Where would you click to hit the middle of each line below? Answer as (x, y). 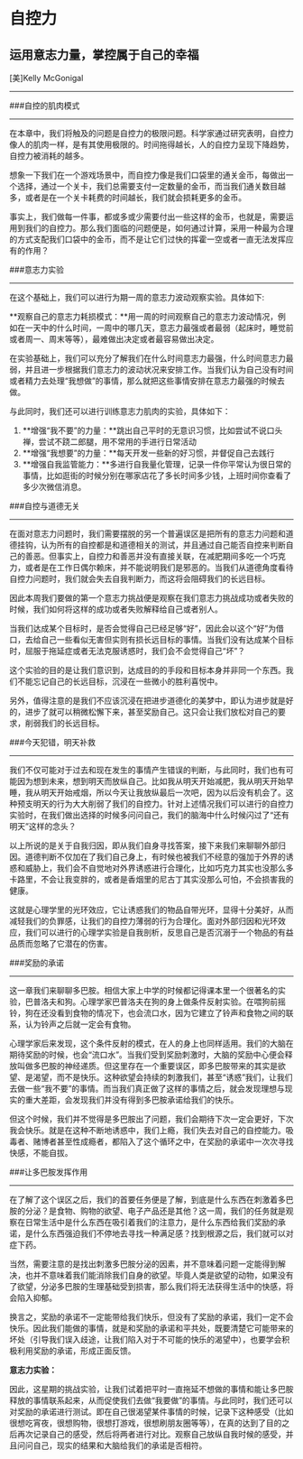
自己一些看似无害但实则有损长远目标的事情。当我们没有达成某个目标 (167, 640)
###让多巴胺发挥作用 (49, 1172)
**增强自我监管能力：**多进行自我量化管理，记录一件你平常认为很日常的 (156, 464)
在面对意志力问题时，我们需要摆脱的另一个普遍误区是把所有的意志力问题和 (147, 534)
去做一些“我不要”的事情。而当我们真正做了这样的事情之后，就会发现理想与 (147, 1089)
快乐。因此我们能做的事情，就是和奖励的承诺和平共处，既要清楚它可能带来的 (151, 1328)
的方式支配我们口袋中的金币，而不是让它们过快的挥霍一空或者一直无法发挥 (147, 239)
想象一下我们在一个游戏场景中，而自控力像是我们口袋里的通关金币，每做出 (147, 175)
